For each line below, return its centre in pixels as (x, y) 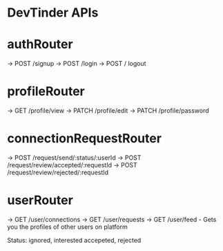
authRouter (40, 45)
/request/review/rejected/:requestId (58, 172)
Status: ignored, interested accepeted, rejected (74, 240)
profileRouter (46, 92)
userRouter (40, 200)
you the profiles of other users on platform (67, 227)
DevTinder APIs (53, 13)
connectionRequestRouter (85, 139)
